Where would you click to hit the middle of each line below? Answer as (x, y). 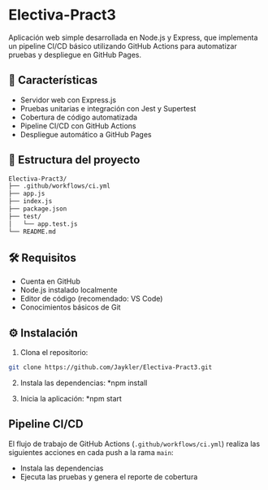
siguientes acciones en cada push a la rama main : (91, 452)
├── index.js (30, 202)
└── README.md (32, 232)
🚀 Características (53, 80)
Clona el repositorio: (54, 353)
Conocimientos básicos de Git (70, 307)
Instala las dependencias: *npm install (84, 383)
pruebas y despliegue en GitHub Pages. (75, 54)
